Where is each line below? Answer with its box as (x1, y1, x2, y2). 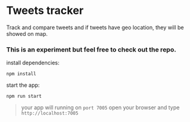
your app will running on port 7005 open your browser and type (21, 104, 180, 111)
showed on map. (6, 30, 48, 37)
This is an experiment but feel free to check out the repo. (6, 45, 177, 53)
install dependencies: (6, 59, 59, 67)
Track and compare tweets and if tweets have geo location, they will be (6, 24, 185, 31)
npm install (6, 71, 36, 77)
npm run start (6, 93, 42, 100)
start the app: (6, 81, 40, 89)
